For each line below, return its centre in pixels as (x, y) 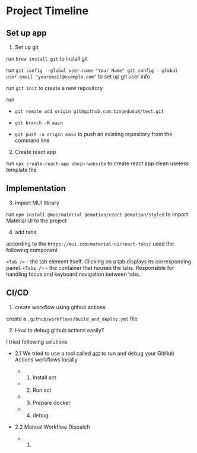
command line (32, 140)
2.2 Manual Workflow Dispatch (53, 427)
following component (32, 250)
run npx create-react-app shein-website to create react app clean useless (98, 163)
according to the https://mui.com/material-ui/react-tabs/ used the (90, 243)
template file (21, 170)
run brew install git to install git (47, 59)
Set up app (26, 33)
